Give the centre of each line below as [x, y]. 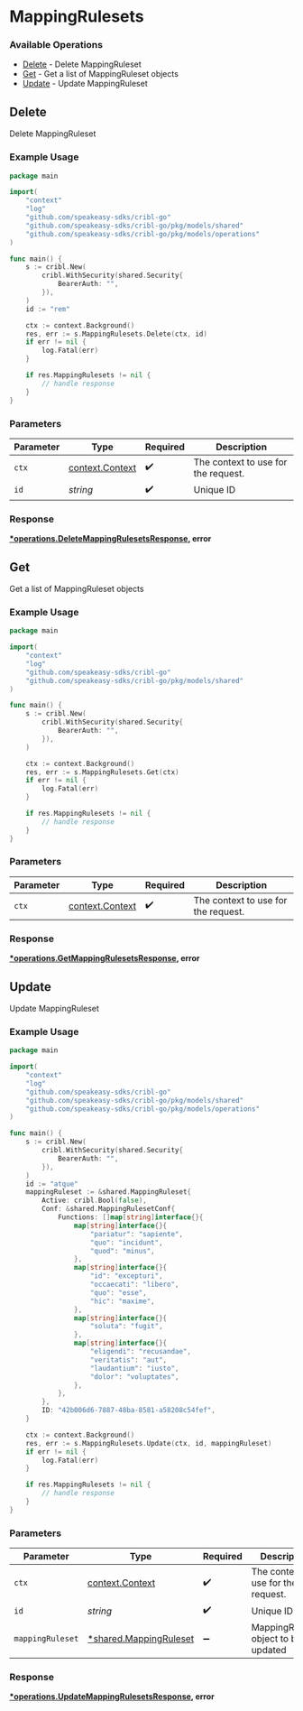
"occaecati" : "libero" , [134, 1284]
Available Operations [56, 45]
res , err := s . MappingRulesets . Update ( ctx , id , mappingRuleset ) [149, 1443]
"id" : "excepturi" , [127, 1276]
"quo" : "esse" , [118, 1292]
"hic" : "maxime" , [122, 1301]
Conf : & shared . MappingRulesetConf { [109, 1209]
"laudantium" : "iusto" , [134, 1368]
